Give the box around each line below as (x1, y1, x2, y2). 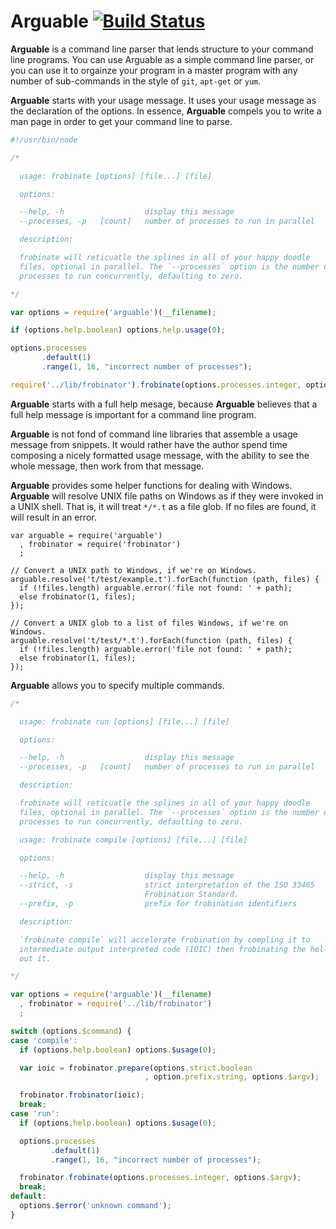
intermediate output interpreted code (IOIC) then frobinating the (19, 944, 307, 954)
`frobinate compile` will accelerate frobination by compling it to (19, 935, 311, 945)
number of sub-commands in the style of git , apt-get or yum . (10, 75, 262, 87)
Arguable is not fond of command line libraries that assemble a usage (10, 428, 298, 440)
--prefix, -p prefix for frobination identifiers (19, 899, 298, 909)
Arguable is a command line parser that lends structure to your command (10, 43, 314, 55)
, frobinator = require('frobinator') (19, 539, 182, 549)
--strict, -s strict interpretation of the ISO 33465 (19, 880, 315, 890)
